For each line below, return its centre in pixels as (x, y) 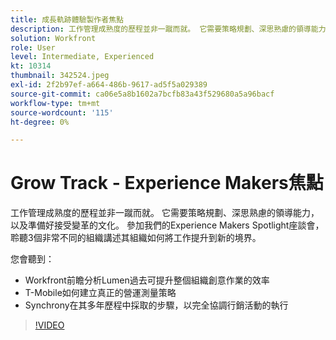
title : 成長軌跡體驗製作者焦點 (67, 19)
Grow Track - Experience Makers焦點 (167, 183)
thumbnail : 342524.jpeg (60, 76)
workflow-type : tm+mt (55, 103)
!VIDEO (49, 325)
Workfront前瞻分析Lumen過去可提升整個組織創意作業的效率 (147, 280)
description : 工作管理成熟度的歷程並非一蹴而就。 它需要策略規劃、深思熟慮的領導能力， (172, 29)
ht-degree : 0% (40, 122)
